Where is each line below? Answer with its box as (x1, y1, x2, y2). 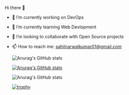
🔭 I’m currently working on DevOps (11, 14, 84, 20)
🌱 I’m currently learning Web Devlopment (11, 24, 97, 30)
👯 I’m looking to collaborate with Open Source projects (11, 34, 124, 39)
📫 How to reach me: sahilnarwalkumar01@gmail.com (11, 44, 122, 49)
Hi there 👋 (4, 5, 25, 10)
